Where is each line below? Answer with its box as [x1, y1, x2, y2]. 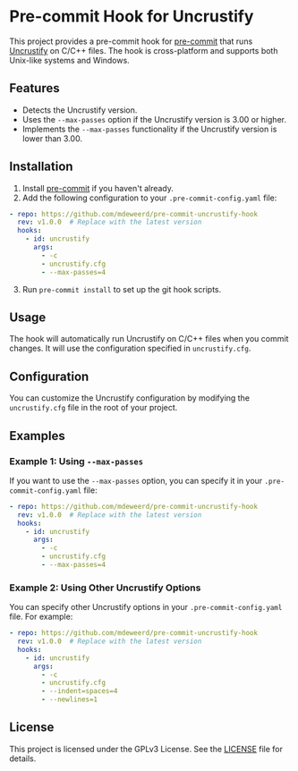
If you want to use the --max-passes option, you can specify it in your [9, 475, 263, 486]
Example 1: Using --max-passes [9, 454, 144, 467]
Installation [9, 159, 73, 174]
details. [9, 753, 37, 764]
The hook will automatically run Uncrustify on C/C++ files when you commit [9, 334, 289, 344]
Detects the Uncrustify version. [21, 105, 138, 115]
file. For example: [9, 611, 73, 623]
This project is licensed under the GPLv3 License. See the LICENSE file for [9, 743, 284, 754]
